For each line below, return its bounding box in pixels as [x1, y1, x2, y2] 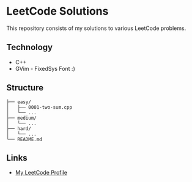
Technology [6, 42, 53, 53]
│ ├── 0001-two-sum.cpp [6, 104, 72, 111]
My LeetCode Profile [15, 169, 67, 177]
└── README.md [6, 136, 43, 142]
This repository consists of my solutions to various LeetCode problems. [6, 24, 186, 32]
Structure [6, 82, 44, 93]
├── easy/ [6, 99, 32, 105]
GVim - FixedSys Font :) [15, 65, 75, 72]
